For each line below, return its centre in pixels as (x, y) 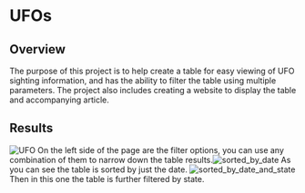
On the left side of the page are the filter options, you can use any (161, 150)
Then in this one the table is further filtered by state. (107, 179)
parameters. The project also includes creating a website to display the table (153, 90)
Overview (38, 49)
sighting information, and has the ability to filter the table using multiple (143, 81)
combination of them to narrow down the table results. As (150, 159)
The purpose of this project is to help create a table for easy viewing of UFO (152, 71)
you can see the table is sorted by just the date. (99, 169)
